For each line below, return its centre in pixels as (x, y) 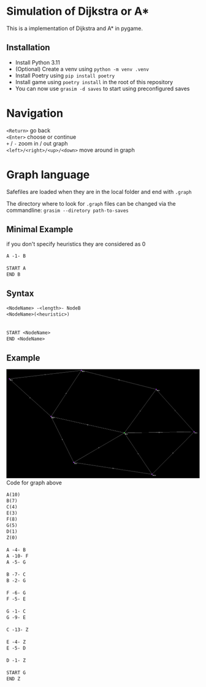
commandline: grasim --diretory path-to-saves (67, 210)
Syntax (20, 293)
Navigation (35, 113)
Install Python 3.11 (37, 62)
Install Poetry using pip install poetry (65, 76)
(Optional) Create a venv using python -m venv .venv (82, 69)
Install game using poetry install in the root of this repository (94, 82)
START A (16, 268)
